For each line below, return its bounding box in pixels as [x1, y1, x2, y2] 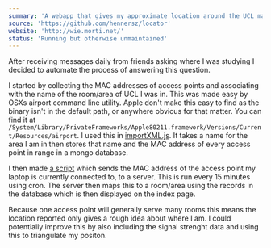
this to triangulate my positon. [8, 231, 107, 241]
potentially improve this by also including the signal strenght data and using [8, 222, 260, 232]
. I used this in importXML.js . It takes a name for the [77, 131, 248, 141]
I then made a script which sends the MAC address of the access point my [8, 163, 256, 174]
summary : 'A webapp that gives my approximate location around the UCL [8, 11, 254, 20]
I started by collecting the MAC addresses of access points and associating [8, 81, 260, 90]
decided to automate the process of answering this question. [8, 65, 211, 75]
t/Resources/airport [8, 132, 78, 141]
